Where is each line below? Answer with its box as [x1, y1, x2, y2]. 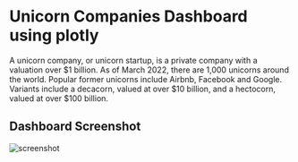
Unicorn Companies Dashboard [9, 6, 248, 27]
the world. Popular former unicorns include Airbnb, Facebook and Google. [9, 73, 283, 84]
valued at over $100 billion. [9, 92, 109, 104]
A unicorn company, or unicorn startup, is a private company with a [9, 55, 258, 65]
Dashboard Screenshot [9, 119, 141, 134]
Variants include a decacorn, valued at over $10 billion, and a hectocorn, [9, 83, 276, 94]
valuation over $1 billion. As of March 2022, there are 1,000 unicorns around [9, 64, 289, 75]
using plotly [9, 25, 99, 46]
